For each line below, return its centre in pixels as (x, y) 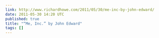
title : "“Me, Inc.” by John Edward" (44, 23)
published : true (22, 19)
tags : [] (14, 28)
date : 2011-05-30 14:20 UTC (35, 14)
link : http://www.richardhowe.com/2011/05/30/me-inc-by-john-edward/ (80, 10)
